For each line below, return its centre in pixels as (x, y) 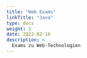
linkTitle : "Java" (30, 18)
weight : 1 (19, 29)
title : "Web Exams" (31, 12)
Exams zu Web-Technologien (46, 46)
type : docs (20, 23)
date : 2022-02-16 (28, 34)
